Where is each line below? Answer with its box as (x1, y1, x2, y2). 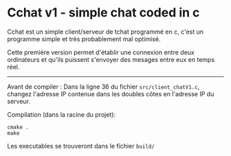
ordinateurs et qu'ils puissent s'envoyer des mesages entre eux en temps (7, 55, 215, 63)
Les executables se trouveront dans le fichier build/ (7, 142, 155, 150)
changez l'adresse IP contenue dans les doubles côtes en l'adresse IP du (7, 89, 214, 98)
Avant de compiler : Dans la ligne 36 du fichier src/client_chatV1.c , (7, 82, 200, 91)
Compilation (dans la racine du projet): (7, 110, 115, 118)
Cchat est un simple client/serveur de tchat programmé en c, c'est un (7, 27, 204, 36)
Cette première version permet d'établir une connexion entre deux (7, 48, 195, 56)
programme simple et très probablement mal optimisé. (7, 34, 161, 43)
